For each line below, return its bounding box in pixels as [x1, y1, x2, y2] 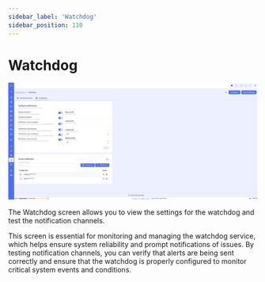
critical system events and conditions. [8, 265, 132, 275]
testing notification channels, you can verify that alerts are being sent [8, 248, 235, 257]
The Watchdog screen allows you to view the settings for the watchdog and [8, 208, 255, 217]
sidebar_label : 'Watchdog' [8, 13, 97, 21]
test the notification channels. [8, 216, 105, 226]
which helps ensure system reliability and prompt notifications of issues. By [8, 240, 255, 250]
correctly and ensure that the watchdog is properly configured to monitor [8, 257, 247, 266]
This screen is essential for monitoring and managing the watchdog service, [8, 231, 256, 241]
